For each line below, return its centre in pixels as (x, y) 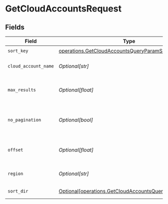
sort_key (18, 51)
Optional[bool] (76, 120)
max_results (22, 90)
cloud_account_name (31, 66)
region (15, 174)
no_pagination (24, 120)
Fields (15, 27)
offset (15, 150)
